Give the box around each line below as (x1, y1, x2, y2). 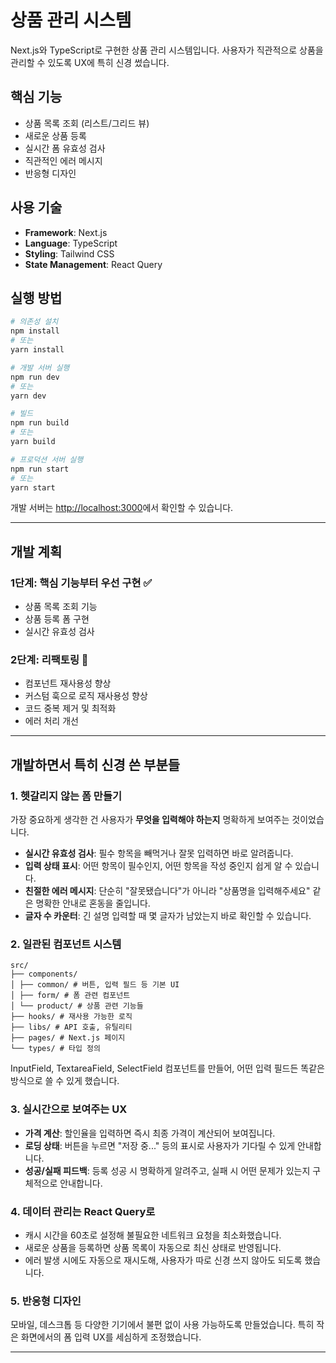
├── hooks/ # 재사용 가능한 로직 (10, 1012, 133, 1022)
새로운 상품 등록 (24, 129, 87, 141)
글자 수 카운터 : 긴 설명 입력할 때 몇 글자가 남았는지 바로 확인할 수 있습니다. (24, 910, 312, 922)
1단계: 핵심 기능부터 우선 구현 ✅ (10, 576, 153, 590)
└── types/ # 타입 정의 (10, 1044, 101, 1054)
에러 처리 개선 (24, 715, 79, 727)
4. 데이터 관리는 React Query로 (10, 1204, 156, 1218)
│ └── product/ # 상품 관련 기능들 (10, 1001, 144, 1011)
